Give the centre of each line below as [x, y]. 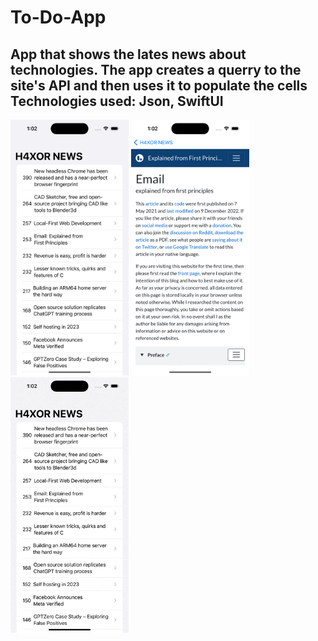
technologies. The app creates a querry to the [156, 69]
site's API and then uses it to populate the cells [159, 85]
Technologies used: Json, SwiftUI [117, 101]
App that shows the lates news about [128, 54]
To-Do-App [58, 17]
